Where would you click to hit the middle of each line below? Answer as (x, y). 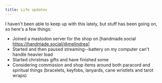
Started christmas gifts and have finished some (60, 59)
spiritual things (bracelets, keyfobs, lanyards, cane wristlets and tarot (83, 70)
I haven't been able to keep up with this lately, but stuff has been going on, (81, 24)
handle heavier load (32, 54)
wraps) (20, 75)
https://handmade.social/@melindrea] (51, 44)
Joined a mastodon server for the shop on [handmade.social (74, 39)
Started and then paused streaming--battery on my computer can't (81, 49)
